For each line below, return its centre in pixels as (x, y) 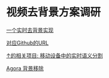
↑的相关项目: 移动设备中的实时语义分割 (54, 55)
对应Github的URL (28, 43)
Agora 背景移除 (25, 68)
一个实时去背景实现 (30, 30)
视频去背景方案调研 (54, 12)
